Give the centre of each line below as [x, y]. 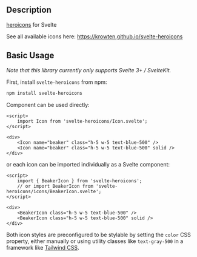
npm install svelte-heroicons [45, 93]
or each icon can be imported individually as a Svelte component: [88, 164]
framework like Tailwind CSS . [43, 247]
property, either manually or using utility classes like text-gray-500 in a [95, 241]
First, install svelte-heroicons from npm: [57, 82]
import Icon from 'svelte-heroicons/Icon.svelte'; [82, 121]
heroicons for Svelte [32, 24]
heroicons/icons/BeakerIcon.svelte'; [54, 191]
